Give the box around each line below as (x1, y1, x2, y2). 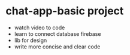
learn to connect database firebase (14, 30, 101, 37)
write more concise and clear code (14, 43, 101, 50)
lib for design (14, 36, 47, 44)
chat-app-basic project (5, 4, 124, 18)
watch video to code (14, 24, 65, 31)
